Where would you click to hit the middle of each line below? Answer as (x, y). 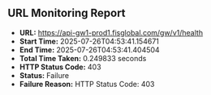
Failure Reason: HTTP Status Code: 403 (87, 84)
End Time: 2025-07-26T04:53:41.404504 (89, 50)
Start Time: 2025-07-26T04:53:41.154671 (89, 41)
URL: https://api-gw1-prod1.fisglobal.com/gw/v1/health (111, 32)
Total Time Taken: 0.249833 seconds (83, 58)
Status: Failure (44, 75)
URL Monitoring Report (67, 13)
